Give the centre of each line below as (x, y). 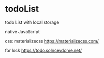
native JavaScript (22, 31)
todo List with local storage (32, 22)
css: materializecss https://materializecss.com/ (52, 41)
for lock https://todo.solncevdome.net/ (44, 50)
